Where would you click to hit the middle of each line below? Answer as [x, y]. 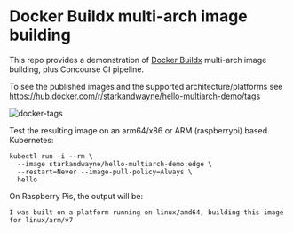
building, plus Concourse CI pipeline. [77, 69]
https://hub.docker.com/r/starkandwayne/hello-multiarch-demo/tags [135, 96]
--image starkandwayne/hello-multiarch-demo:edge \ [115, 164]
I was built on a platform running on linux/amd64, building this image [146, 212]
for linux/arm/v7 [41, 220]
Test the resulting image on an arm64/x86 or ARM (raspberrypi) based [139, 130]
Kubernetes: [32, 140]
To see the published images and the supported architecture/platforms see [146, 86]
